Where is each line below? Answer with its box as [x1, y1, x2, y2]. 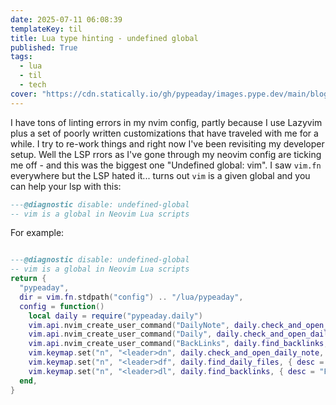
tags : [10, 52, 33, 62]
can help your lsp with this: [10, 180, 122, 192]
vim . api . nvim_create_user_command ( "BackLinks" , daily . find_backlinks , [28, 339, 329, 349]
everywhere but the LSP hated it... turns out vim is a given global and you [10, 169, 311, 181]
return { [10, 274, 47, 284]
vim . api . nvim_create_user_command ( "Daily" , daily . [28, 329, 244, 340]
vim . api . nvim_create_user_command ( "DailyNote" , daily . [28, 320, 262, 330]
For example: [10, 227, 65, 239]
